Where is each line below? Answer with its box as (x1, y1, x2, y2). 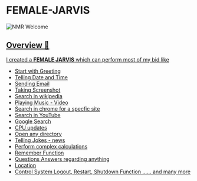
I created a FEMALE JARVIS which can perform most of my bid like (6, 56, 169, 63)
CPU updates (14, 124, 47, 131)
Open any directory (14, 130, 62, 137)
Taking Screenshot (14, 86, 61, 93)
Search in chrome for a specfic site (14, 105, 100, 112)
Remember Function (14, 149, 64, 156)
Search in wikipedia (14, 92, 63, 99)
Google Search (14, 118, 51, 125)
